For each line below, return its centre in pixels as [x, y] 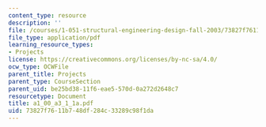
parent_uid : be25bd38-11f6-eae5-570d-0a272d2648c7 [93, 89]
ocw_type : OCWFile [38, 67]
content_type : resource [47, 15]
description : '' [35, 23]
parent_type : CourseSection [55, 81]
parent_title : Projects [47, 74]
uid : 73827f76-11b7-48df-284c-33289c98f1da [81, 111]
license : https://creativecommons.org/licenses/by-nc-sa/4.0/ [113, 60]
